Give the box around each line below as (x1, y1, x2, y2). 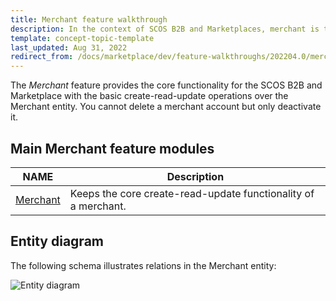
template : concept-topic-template (10, 33, 155, 43)
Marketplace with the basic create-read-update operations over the (10, 90, 289, 102)
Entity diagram (10, 233, 104, 250)
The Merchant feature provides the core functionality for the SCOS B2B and (10, 79, 323, 91)
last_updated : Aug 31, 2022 (10, 42, 128, 53)
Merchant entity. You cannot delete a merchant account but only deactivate (10, 101, 322, 113)
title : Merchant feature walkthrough (10, 14, 168, 25)
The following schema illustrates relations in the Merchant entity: (10, 259, 277, 271)
